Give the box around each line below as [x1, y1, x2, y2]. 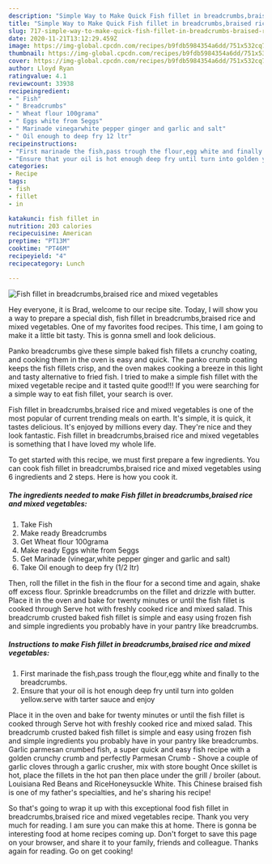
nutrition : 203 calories [8, 222, 92, 231]
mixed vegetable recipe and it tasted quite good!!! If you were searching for [8, 380, 260, 390]
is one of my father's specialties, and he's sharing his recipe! [8, 787, 211, 797]
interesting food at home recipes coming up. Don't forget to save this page [8, 828, 257, 838]
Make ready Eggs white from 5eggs [19, 545, 139, 555]
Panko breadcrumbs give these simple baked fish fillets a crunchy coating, [8, 345, 257, 356]
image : [8, 42, 31, 50]
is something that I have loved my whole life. [8, 438, 156, 449]
